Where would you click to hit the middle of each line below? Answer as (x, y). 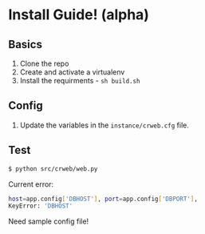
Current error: (31, 184)
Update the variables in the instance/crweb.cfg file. (104, 125)
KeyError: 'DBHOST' (41, 206)
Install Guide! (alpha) (79, 15)
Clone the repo (44, 63)
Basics (25, 44)
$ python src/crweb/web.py (53, 169)
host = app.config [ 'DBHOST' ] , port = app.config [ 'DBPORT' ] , (103, 199)
